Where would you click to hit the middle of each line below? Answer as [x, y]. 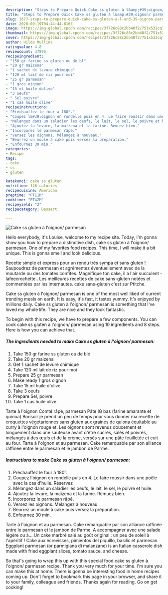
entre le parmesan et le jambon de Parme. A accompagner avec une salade [83, 530]
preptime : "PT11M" [25, 195]
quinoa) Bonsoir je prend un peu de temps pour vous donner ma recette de [83, 417]
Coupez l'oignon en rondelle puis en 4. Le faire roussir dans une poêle [85, 478]
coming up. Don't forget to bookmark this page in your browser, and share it [84, 577]
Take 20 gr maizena [33, 359]
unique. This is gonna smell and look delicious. [54, 253]
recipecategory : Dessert [31, 209]
